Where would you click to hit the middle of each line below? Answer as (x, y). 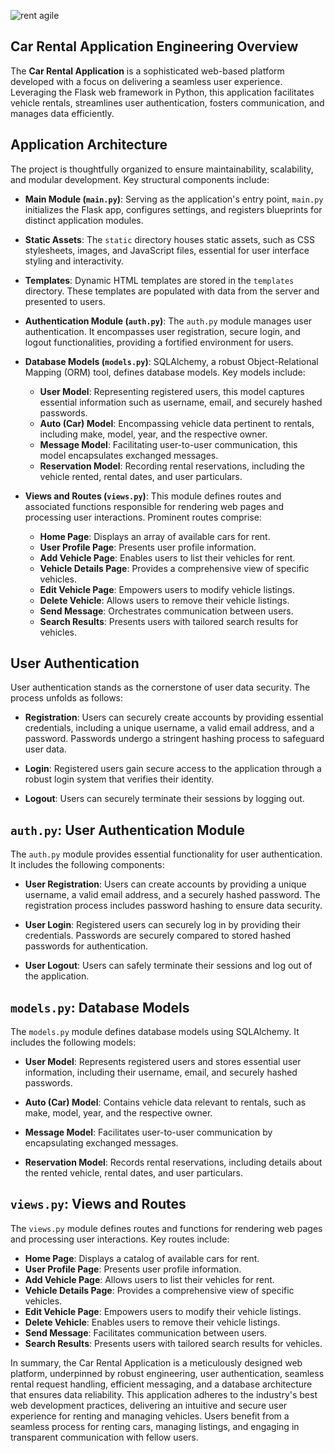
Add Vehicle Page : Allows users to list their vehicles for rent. (149, 1279)
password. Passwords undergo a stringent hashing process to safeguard (174, 739)
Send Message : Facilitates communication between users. (146, 1332)
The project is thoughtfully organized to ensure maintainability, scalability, (162, 169)
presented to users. (65, 301)
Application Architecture (89, 145)
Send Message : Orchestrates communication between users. (166, 611)
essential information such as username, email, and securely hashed (181, 402)
